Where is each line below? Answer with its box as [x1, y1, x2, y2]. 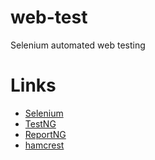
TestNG [24, 117, 57, 130]
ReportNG [24, 128, 67, 140]
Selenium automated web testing [10, 39, 146, 51]
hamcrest [24, 139, 65, 151]
